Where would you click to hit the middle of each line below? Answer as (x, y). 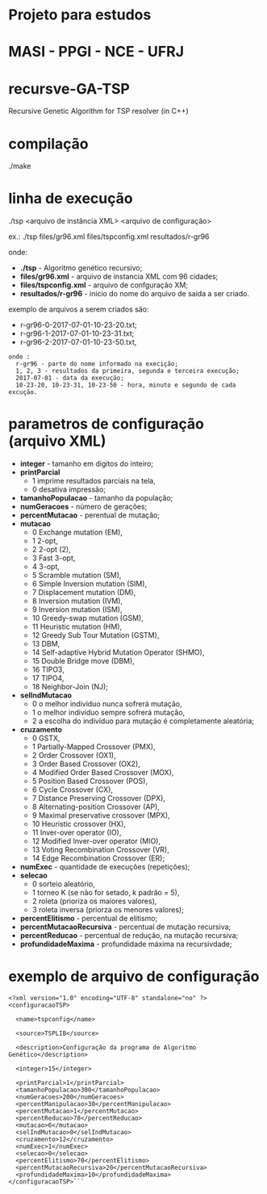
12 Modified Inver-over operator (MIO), (96, 841)
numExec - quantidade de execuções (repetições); (105, 867)
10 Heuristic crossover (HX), (79, 824)
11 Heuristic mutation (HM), (77, 626)
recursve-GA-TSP (69, 88)
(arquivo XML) (57, 441)
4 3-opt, (46, 567)
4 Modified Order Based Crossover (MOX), (103, 773)
